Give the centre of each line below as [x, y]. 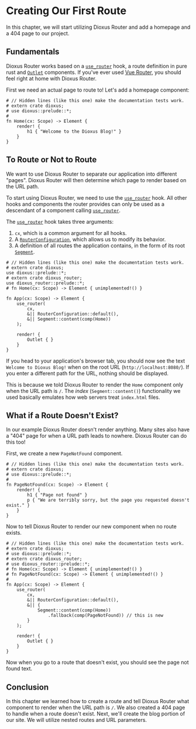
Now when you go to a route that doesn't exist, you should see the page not [97, 663]
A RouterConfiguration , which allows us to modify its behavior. [90, 239]
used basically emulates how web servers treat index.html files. [83, 397]
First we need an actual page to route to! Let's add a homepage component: [98, 90]
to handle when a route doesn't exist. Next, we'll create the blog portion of [96, 714]
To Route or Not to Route [51, 160]
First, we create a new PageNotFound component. [64, 453]
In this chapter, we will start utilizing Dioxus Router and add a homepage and [98, 27]
